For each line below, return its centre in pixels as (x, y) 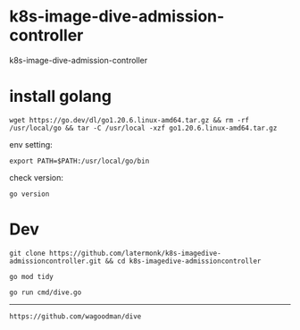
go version (29, 194)
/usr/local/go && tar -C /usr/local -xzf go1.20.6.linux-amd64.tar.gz (143, 128)
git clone (28, 253)
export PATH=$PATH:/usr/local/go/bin (79, 161)
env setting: (31, 144)
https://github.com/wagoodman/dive (75, 316)
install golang (60, 97)
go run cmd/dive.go (46, 292)
